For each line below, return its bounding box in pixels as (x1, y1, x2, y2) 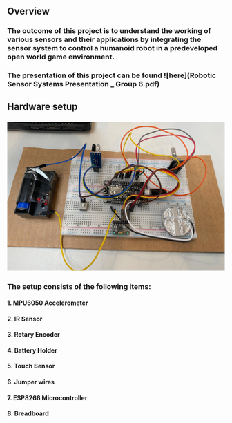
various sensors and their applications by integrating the (7, 35, 202, 44)
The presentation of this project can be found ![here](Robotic (7, 70, 216, 80)
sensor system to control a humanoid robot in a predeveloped (7, 44, 218, 53)
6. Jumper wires (7, 378, 55, 386)
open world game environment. (7, 52, 115, 62)
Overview (7, 6, 50, 17)
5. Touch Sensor (7, 362, 55, 370)
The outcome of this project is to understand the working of (7, 26, 212, 36)
